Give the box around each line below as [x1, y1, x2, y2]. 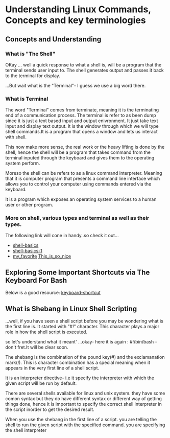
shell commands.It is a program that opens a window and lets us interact [5, 129, 158, 135]
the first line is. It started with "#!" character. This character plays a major [5, 324, 160, 330]
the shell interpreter [5, 427, 47, 433]
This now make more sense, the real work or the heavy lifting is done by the [5, 144, 165, 150]
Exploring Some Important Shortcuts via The [5, 268, 150, 276]
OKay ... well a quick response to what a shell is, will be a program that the [5, 61, 162, 67]
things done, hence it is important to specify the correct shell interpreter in [5, 401, 162, 407]
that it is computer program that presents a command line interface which [5, 175, 160, 182]
